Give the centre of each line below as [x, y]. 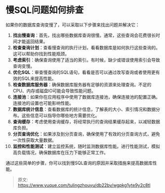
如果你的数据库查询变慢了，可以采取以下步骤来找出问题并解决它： [73, 25]
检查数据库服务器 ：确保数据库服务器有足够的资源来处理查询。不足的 [82, 84]
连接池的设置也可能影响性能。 [43, 103]
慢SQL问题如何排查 [44, 10]
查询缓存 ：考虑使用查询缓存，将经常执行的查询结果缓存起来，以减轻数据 [86, 121]
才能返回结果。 [32, 41]
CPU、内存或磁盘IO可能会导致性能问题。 [54, 91]
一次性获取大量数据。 [34, 140]
